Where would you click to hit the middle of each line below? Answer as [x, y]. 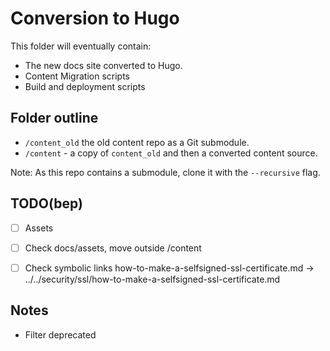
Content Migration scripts [77, 76]
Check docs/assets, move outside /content [113, 248]
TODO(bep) [46, 203]
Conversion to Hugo [95, 18]
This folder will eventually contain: [81, 46]
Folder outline [54, 118]
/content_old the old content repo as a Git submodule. [137, 142]
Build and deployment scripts [85, 86]
